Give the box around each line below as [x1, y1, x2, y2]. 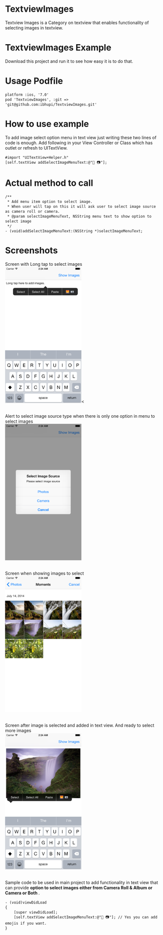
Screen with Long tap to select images [5, 261, 82, 267]
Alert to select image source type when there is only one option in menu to [5, 413, 155, 419]
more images [5, 728, 32, 733]
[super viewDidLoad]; [14, 910, 58, 915]
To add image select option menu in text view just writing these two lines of [5, 134, 157, 140]
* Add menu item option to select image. [7, 199, 93, 204]
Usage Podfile [5, 76, 63, 87]
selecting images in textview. [5, 25, 63, 30]
